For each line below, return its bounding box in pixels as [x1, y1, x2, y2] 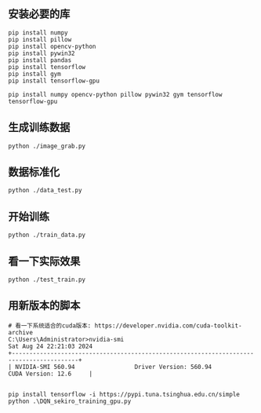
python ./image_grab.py [8, 142, 86, 150]
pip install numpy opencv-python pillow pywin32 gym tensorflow [8, 90, 223, 98]
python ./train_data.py [8, 231, 86, 239]
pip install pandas [8, 56, 72, 64]
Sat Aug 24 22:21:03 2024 [8, 342, 92, 350]
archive [8, 328, 34, 336]
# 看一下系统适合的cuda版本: [8, 321, 92, 330]
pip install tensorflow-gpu [8, 77, 100, 85]
